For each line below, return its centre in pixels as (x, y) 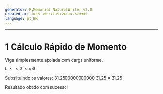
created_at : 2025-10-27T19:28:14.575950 (47, 14)
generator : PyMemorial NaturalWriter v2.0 (49, 9)
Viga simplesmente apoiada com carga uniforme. (54, 60)
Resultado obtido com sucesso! (37, 87)
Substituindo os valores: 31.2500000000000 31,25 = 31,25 (64, 78)
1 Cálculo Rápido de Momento (66, 47)
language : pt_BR (21, 18)
